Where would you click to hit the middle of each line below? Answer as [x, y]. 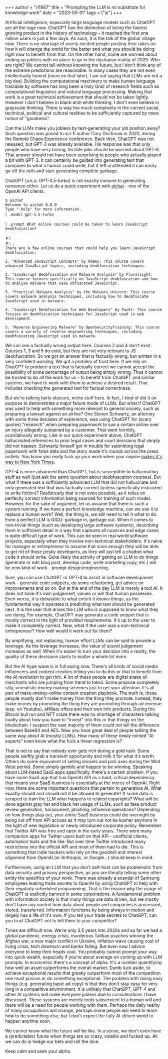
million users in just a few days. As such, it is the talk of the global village [80, 38]
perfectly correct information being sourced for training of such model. [78, 498]
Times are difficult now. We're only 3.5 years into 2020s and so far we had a [84, 930]
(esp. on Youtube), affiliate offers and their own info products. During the [80, 709]
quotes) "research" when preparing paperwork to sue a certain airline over [82, 425]
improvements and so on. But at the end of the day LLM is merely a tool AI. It [84, 588]
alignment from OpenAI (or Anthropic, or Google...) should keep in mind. [79, 858]
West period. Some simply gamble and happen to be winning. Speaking [79, 767]
